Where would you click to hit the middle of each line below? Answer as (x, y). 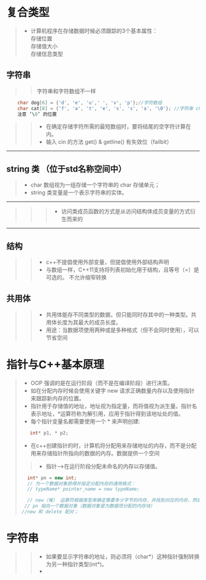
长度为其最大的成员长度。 (89, 322)
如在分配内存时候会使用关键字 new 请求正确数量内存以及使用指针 (113, 390)
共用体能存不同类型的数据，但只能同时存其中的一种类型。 (118, 315)
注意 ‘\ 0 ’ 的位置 (37, 114)
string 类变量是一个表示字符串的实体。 (79, 193)
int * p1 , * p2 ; (49, 433)
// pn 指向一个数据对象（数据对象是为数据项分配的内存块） (90, 506)
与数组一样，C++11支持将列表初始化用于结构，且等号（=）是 (122, 270)
